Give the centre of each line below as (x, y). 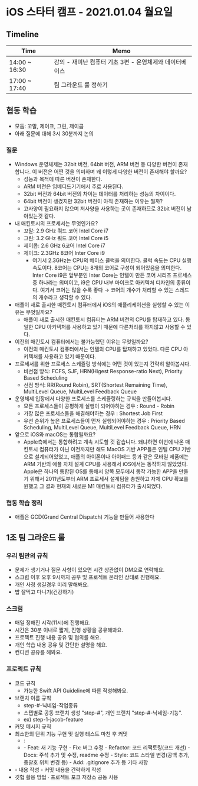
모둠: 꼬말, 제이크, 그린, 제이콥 (49, 126)
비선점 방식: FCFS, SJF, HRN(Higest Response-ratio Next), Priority (103, 371)
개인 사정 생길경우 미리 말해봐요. (52, 585)
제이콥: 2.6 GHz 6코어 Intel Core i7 (64, 245)
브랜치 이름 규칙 (33, 698)
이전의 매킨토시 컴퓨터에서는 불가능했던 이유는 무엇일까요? (81, 342)
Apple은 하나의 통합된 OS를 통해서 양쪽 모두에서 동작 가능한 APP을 (100, 471)
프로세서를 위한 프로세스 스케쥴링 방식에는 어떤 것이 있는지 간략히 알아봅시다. (103, 364)
